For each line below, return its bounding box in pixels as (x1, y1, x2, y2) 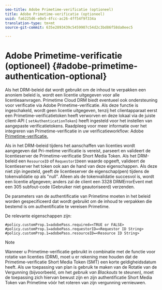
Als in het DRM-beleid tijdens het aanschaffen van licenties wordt (5, 143, 135, 148)
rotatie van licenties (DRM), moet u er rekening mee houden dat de (5, 254, 138, 260)
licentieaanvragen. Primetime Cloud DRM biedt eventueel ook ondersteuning (5, 97, 158, 103)
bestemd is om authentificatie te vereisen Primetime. (5, 204, 110, 209)
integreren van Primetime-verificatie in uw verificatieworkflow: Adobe (5, 128, 144, 134)
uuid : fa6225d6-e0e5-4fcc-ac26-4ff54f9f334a (5, 16, 96, 21)
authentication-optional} (5, 71, 107, 82)
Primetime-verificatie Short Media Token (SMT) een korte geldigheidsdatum (5, 259, 156, 265)
